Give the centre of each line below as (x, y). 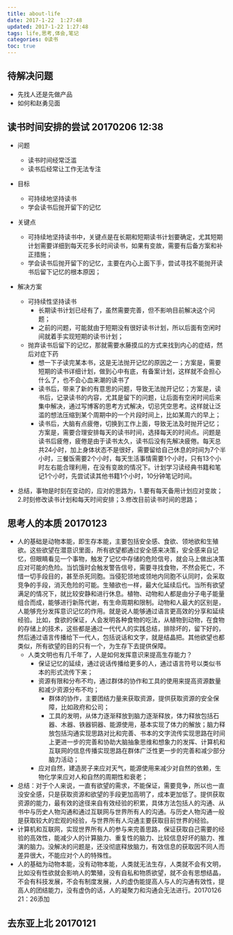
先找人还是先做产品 (45, 94)
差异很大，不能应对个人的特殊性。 (66, 855)
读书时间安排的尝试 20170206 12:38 (85, 127)
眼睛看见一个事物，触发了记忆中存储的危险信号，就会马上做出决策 (130, 559)
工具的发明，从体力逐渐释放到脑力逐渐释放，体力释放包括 (131, 716)
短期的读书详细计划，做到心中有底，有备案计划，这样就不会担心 (129, 371)
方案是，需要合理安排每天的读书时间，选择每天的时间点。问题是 (129, 432)
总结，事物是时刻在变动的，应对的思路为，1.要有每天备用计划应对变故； (120, 491)
